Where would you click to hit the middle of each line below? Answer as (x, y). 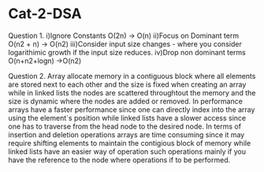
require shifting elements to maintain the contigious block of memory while (130, 143)
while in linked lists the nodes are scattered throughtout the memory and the (132, 92)
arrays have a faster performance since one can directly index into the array (132, 109)
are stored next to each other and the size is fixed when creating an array (127, 84)
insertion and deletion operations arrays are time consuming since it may (126, 134)
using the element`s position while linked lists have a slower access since (127, 118)
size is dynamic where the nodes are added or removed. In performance (125, 101)
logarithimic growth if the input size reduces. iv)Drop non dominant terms (127, 52)
